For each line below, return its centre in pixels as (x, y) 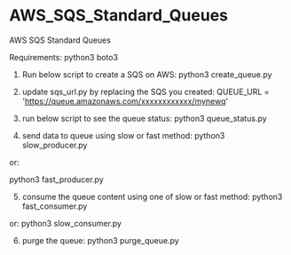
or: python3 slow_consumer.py (66, 223)
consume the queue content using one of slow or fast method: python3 (152, 196)
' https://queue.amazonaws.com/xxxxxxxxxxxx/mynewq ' (125, 101)
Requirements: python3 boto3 (63, 57)
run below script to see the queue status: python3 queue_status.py (145, 118)
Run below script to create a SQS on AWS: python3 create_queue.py (147, 74)
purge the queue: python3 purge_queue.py (100, 240)
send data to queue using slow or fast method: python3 (123, 135)
